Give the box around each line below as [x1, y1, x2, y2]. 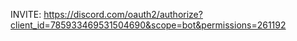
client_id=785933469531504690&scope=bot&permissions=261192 [10, 19, 287, 31]
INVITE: [10, 9, 42, 20]
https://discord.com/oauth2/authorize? [43, 9, 203, 20]
